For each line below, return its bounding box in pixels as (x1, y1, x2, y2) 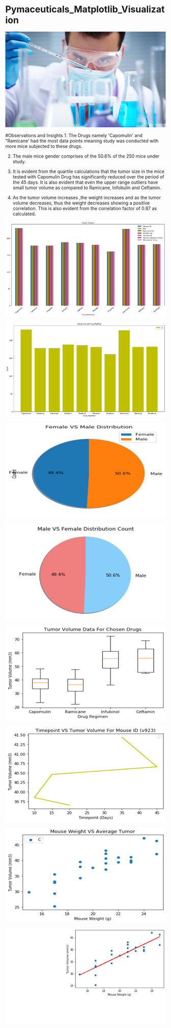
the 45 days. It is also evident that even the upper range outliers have (12, 179, 158, 185)
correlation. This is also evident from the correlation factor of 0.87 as (12, 205, 157, 211)
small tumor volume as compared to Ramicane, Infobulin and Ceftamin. (12, 185, 161, 191)
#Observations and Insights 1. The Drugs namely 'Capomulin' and (5, 132, 143, 138)
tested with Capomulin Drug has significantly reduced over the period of (12, 173, 164, 179)
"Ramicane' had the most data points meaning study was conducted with (5, 138, 159, 144)
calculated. (12, 211, 36, 217)
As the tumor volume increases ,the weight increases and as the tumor (12, 194, 161, 200)
